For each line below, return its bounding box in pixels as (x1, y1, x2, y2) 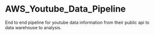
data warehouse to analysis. (5, 24, 62, 30)
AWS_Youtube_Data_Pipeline (5, 3, 126, 15)
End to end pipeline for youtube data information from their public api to (5, 19, 150, 25)
